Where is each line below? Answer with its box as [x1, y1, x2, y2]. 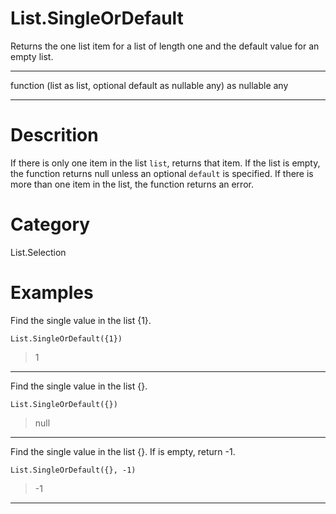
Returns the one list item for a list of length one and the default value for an [10, 40, 320, 52]
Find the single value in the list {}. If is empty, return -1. [10, 445, 236, 457]
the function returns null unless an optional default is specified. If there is [10, 167, 314, 179]
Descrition [10, 124, 99, 147]
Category [10, 213, 91, 236]
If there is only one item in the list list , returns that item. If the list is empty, [10, 157, 321, 169]
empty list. [10, 50, 54, 62]
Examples [10, 282, 94, 304]
